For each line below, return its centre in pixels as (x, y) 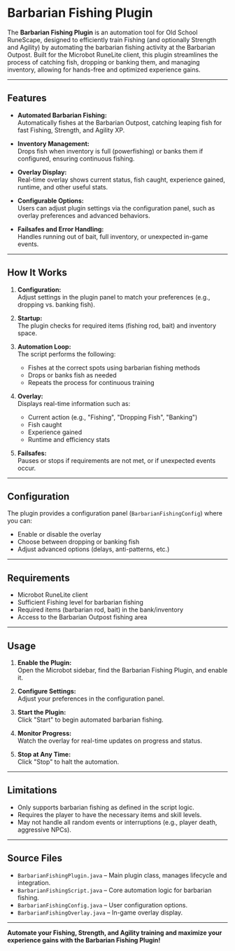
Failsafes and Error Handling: (60, 229)
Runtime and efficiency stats (69, 439)
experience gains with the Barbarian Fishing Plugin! (84, 940)
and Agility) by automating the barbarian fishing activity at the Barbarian (111, 47)
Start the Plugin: (42, 712)
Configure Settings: (47, 691)
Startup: (30, 318)
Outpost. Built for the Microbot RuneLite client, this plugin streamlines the (113, 55)
